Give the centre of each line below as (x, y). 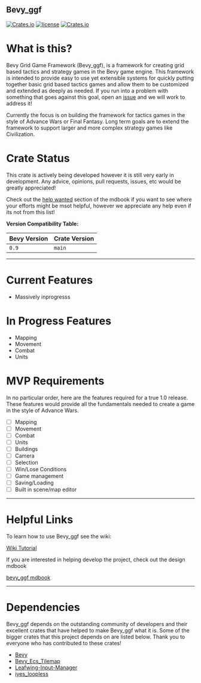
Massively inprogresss (42, 297)
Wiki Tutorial (22, 548)
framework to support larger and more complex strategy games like (89, 128)
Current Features (50, 280)
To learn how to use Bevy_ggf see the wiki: (59, 537)
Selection (27, 462)
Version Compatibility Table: (42, 224)
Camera (25, 456)
